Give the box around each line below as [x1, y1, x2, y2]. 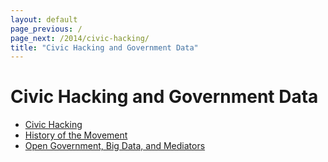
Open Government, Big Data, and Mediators [24, 140, 206, 152]
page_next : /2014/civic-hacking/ [10, 33, 150, 43]
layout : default [10, 14, 78, 25]
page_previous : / [10, 24, 83, 34]
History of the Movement [24, 129, 128, 141]
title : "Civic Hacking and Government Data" [10, 42, 199, 53]
